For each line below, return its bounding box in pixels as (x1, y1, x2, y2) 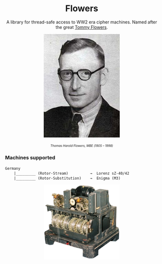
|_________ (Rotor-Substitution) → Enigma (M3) (14, 176, 121, 181)
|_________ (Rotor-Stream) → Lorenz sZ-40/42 (14, 171, 130, 176)
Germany (5, 166, 21, 171)
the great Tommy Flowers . (55, 24, 108, 30)
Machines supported (5, 154, 55, 161)
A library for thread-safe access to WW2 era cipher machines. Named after (6, 19, 157, 25)
